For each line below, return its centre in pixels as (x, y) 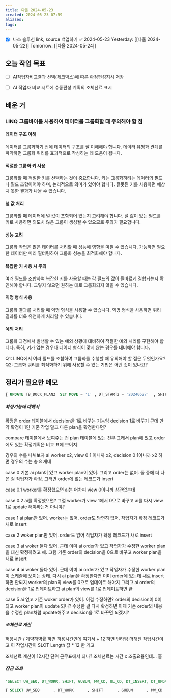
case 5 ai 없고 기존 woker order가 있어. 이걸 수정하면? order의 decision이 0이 (83, 599)
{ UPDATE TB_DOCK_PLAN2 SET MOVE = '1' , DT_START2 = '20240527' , (81, 394)
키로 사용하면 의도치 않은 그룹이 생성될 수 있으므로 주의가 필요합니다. (73, 222)
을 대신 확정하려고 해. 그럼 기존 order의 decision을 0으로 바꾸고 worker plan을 (83, 552)
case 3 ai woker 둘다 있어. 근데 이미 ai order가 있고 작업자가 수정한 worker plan (85, 546)
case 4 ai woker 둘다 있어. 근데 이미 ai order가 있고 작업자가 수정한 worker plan (85, 569)
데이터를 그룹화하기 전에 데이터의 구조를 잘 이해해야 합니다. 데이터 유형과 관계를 (84, 147)
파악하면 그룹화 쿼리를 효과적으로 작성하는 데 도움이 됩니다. (64, 153)
